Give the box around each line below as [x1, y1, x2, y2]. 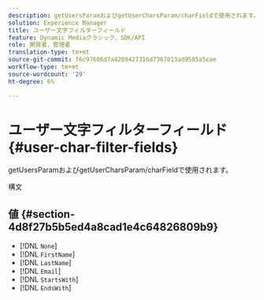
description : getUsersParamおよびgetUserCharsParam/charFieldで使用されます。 [8, 11, 260, 20]
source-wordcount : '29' [8, 70, 87, 78]
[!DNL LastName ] [19, 258, 72, 268]
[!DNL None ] [19, 242, 58, 251]
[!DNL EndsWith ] [19, 283, 72, 293]
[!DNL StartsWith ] [19, 275, 79, 284]
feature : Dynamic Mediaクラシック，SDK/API [8, 33, 146, 42]
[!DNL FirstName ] [19, 249, 75, 259]
